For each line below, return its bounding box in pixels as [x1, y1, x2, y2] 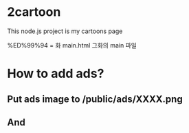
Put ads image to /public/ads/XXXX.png [7, 93, 184, 105]
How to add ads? [7, 66, 104, 81]
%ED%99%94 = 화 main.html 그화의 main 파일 [7, 41, 137, 49]
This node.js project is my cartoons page [7, 27, 123, 35]
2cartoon [7, 4, 61, 20]
